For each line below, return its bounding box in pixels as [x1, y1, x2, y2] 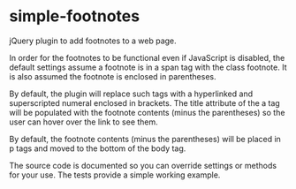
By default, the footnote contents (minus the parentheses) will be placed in [9, 133, 281, 144]
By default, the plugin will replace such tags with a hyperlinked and [9, 88, 254, 99]
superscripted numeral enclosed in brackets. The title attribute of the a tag [9, 97, 280, 108]
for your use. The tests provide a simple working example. [9, 170, 221, 180]
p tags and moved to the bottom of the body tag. [9, 143, 186, 154]
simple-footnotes [9, 6, 140, 26]
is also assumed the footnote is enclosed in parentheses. [9, 71, 216, 81]
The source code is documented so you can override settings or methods [9, 160, 277, 170]
